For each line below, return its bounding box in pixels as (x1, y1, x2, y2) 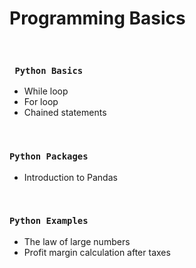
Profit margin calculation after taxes (23, 246, 171, 258)
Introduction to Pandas (23, 171, 118, 183)
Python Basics (14, 65, 84, 76)
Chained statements (23, 107, 107, 119)
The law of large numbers (23, 235, 131, 247)
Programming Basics (9, 7, 186, 30)
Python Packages (9, 151, 89, 162)
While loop (23, 85, 69, 97)
